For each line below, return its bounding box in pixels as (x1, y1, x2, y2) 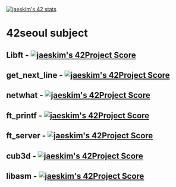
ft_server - (6, 131, 46, 141)
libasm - (6, 171, 37, 181)
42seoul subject (6, 27, 88, 40)
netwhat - (6, 90, 43, 100)
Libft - (6, 50, 29, 60)
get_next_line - (6, 70, 63, 80)
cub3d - (6, 151, 37, 161)
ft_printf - (6, 110, 43, 121)
